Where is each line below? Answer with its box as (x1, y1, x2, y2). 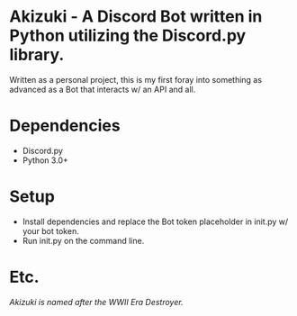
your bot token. (22, 225, 79, 236)
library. (9, 45, 65, 65)
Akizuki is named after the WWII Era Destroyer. (9, 296, 184, 307)
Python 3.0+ (22, 155, 69, 166)
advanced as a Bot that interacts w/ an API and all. (9, 84, 196, 95)
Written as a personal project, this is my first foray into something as (9, 74, 263, 85)
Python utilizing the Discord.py (9, 25, 247, 46)
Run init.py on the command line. (22, 235, 145, 246)
